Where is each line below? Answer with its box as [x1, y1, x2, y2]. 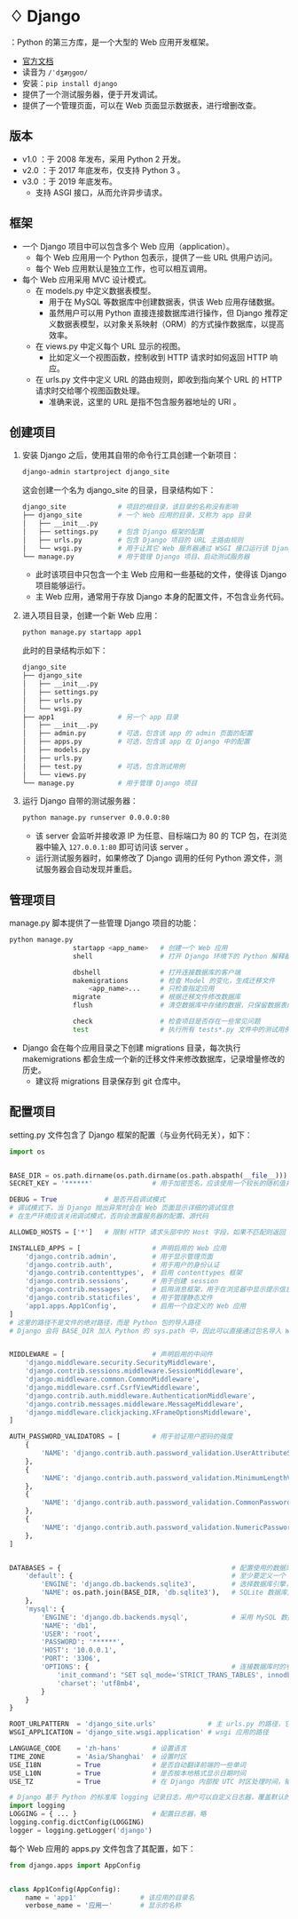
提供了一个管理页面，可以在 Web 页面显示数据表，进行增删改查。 [21, 99, 262, 110]
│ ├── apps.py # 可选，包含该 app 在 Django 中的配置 [21, 737, 250, 747]
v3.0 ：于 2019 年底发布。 [21, 176, 118, 186]
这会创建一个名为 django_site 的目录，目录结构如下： [21, 485, 216, 496]
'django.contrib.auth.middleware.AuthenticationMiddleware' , [25, 1392, 255, 1400]
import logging [9, 1801, 66, 1811]
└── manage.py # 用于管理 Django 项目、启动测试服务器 [21, 552, 250, 561]
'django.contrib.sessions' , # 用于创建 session [25, 1277, 219, 1286]
